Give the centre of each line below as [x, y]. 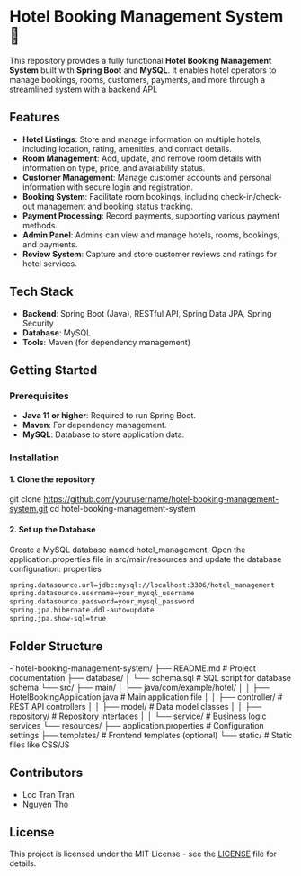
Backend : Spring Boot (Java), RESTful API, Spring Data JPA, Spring [147, 313]
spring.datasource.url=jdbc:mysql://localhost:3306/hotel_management [142, 585]
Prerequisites [39, 396]
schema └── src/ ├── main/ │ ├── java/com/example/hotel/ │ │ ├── [139, 687]
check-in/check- [251, 196]
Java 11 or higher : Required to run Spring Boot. [109, 416]
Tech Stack [41, 292]
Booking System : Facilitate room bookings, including [120, 196]
